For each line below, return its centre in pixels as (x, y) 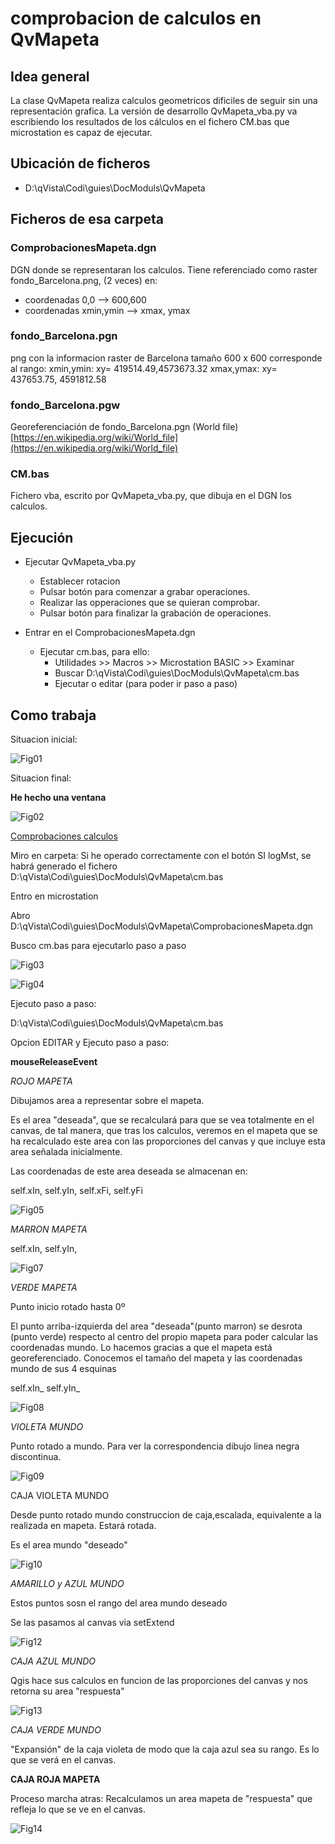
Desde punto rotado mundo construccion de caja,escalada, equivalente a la (166, 1515)
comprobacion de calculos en (136, 18)
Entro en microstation (54, 896)
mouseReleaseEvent (54, 1062)
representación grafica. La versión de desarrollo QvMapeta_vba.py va (154, 111)
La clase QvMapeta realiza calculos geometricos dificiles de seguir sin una (164, 100)
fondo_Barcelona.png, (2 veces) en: (84, 280)
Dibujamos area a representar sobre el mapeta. (107, 1101)
